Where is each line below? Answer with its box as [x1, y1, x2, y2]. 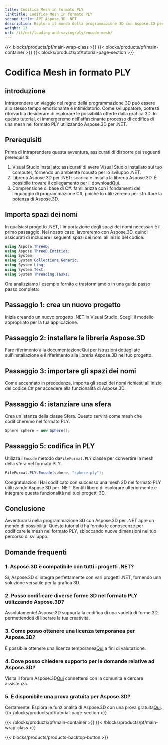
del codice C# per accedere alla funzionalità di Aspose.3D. [5, 385, 126, 391]
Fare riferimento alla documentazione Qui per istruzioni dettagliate [5, 347, 140, 353]
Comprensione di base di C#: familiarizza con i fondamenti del [12, 185, 141, 191]
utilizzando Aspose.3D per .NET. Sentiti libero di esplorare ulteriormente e [5, 484, 157, 490]
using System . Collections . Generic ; [5, 258, 79, 263]
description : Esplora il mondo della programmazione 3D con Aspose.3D [5, 21, 155, 26]
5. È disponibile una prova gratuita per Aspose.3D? [5, 693, 131, 700]
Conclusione [5, 504, 46, 513]
